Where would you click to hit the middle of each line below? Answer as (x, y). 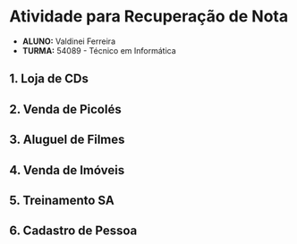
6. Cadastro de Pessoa (73, 231)
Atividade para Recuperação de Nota (149, 17)
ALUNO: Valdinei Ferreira (69, 41)
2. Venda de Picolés (66, 109)
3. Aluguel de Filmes (67, 140)
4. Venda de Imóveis (67, 170)
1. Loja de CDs (49, 79)
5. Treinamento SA (62, 200)
